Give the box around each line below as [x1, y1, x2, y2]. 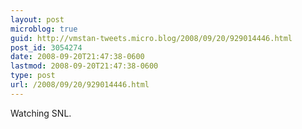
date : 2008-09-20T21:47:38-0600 [10, 52, 145, 62]
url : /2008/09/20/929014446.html [10, 80, 150, 90]
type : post [10, 71, 56, 81]
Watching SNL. [10, 107, 72, 119]
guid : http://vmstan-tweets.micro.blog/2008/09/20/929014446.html [10, 33, 293, 43]
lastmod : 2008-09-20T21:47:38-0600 [10, 61, 159, 71]
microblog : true [10, 24, 78, 34]
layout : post [10, 14, 65, 25]
